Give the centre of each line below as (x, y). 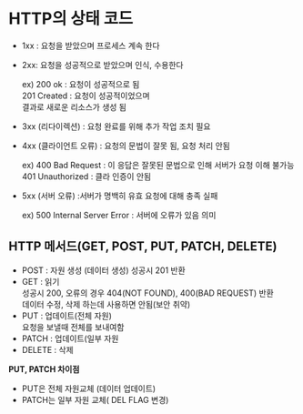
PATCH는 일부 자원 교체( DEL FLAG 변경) (95, 399)
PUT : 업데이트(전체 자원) (67, 316)
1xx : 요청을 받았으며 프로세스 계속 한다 (91, 45)
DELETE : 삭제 (47, 349)
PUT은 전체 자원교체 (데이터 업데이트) (89, 389)
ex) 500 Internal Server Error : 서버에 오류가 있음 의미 (119, 215)
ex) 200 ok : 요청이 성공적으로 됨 (81, 84)
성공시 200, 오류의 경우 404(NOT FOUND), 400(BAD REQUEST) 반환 (147, 293)
